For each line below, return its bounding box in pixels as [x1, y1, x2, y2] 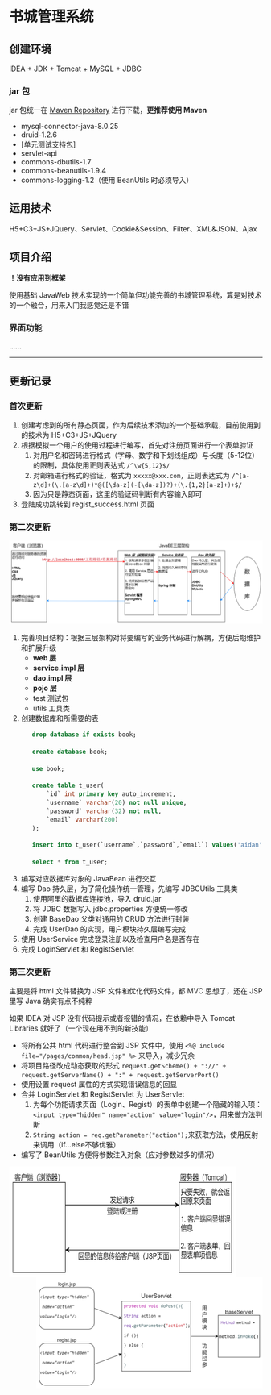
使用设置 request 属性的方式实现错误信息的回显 [20, 1080, 178, 1089]
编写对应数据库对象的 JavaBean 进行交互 [20, 874, 157, 884]
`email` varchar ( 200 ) [46, 815, 119, 823]
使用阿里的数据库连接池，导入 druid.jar [32, 894, 162, 904]
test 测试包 [32, 693, 69, 703]
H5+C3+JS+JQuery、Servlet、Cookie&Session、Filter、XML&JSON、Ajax [9, 224, 257, 234]
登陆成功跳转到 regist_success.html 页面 [20, 499, 155, 509]
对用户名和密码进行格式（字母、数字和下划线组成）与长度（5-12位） [32, 450, 260, 460]
